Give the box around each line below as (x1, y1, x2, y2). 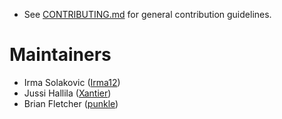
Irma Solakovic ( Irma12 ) (23, 76, 121, 88)
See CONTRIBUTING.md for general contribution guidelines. (23, 9, 272, 20)
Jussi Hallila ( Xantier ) (23, 87, 112, 99)
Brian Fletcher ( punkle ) (23, 97, 119, 109)
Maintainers (9, 44, 112, 66)
